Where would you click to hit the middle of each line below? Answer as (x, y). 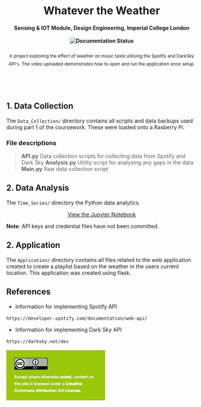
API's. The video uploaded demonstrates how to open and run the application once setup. (102, 64)
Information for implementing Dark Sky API (68, 330)
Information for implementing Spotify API (66, 306)
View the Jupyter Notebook (102, 214)
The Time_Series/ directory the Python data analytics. (73, 203)
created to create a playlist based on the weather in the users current (93, 266)
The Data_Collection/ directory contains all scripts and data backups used (100, 121)
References (28, 292)
